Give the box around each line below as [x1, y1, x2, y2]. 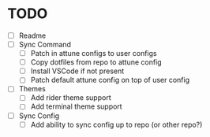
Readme [18, 31, 47, 40]
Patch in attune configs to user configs [30, 49, 157, 58]
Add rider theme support [30, 93, 111, 102]
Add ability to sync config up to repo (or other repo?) [30, 120, 203, 129]
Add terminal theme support [30, 102, 123, 111]
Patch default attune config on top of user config [30, 76, 190, 85]
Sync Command [18, 40, 72, 49]
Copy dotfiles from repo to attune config [30, 57, 163, 67]
